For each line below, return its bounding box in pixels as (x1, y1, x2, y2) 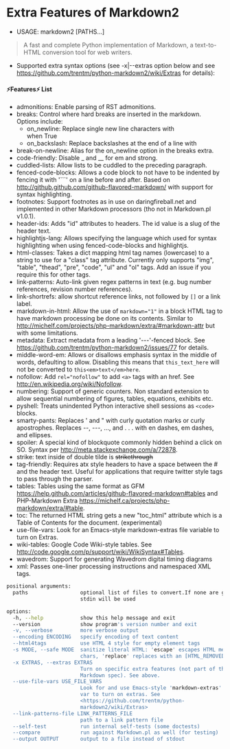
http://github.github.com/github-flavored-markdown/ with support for (16, 183, 214, 192)
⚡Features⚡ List (6, 84, 52, 93)
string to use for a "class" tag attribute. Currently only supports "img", (16, 256, 214, 264)
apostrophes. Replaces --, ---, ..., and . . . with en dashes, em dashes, (16, 424, 214, 432)
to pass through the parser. (16, 475, 94, 483)
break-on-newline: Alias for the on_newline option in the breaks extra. (16, 146, 214, 155)
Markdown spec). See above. (80, 671, 161, 679)
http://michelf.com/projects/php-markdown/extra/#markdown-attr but (16, 321, 216, 330)
